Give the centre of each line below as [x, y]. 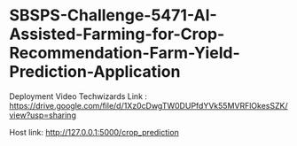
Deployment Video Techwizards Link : [78, 96]
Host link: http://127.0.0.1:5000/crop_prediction [94, 132]
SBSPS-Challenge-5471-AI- [113, 15]
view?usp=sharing [43, 115]
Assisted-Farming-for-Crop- [117, 34]
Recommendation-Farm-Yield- [125, 53]
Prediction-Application [95, 72]
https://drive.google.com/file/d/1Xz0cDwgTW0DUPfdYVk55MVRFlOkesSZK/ [148, 105]
